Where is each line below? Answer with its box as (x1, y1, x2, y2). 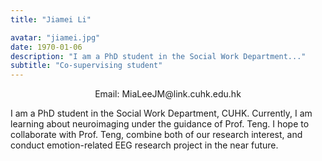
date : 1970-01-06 (10, 42, 83, 52)
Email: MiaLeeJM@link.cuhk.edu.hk (94, 88, 242, 100)
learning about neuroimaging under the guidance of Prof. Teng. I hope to (10, 118, 310, 130)
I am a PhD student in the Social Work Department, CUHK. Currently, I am (10, 107, 313, 120)
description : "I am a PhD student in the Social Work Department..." (10, 51, 307, 61)
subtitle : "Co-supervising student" (10, 61, 163, 71)
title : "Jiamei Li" (10, 14, 92, 25)
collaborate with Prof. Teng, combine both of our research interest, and (10, 129, 303, 141)
